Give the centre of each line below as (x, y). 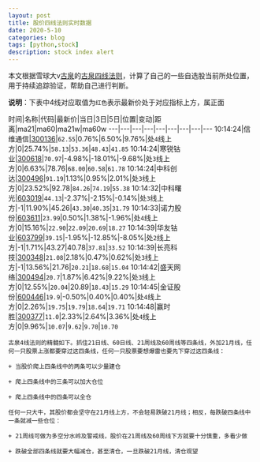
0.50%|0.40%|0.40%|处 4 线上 (113, 297)
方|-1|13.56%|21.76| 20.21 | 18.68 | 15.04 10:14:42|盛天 (91, 267)
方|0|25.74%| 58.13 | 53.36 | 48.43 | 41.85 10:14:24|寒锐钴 (95, 148)
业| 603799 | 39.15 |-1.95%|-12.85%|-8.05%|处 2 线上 (89, 237)
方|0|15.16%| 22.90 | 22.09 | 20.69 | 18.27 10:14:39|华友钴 (93, 227)
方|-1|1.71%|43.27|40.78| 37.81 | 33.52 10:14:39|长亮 (89, 247)
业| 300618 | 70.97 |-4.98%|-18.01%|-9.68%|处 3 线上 (89, 158)
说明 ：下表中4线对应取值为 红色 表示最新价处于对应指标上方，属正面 (116, 102)
